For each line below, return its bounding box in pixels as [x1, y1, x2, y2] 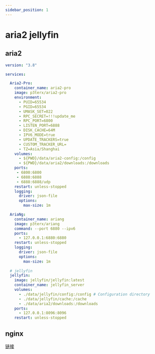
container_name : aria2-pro [14, 85, 71, 91]
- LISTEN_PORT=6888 [18, 123, 60, 128]
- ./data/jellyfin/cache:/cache [18, 296, 87, 301]
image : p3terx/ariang [14, 221, 60, 226]
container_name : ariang [14, 217, 65, 222]
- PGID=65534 [18, 104, 46, 109]
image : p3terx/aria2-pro [14, 90, 67, 95]
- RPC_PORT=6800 [18, 118, 53, 124]
